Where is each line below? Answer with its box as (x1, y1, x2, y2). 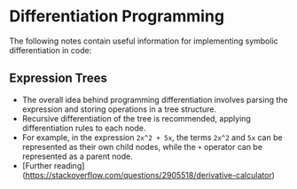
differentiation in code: (9, 44, 92, 55)
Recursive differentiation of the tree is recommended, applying (21, 113, 251, 123)
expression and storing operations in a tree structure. (21, 104, 217, 114)
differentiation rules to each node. (21, 122, 146, 133)
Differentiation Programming (9, 6, 224, 27)
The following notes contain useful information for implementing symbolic (9, 35, 279, 46)
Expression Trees (9, 71, 108, 86)
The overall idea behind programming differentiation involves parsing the (21, 94, 288, 105)
